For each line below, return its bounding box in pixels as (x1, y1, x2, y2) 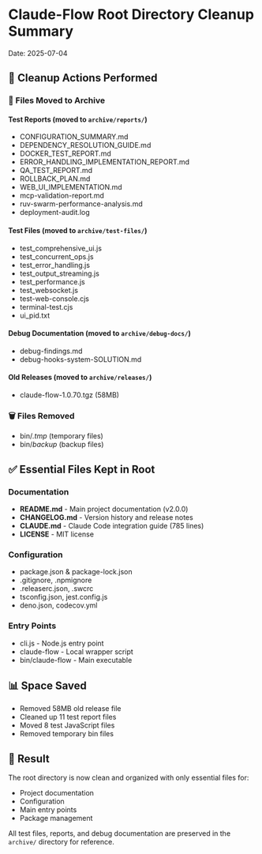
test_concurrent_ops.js (19, 251, 94, 261)
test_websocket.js (19, 285, 79, 295)
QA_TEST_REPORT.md (19, 166, 93, 175)
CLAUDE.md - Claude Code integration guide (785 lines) (19, 521, 204, 531)
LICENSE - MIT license (19, 529, 95, 539)
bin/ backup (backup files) (19, 440, 104, 450)
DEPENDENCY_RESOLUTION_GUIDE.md (19, 141, 152, 150)
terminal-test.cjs (19, 302, 73, 311)
